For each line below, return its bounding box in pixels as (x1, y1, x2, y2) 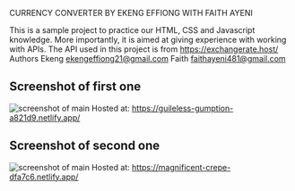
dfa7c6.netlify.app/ (9, 171, 79, 182)
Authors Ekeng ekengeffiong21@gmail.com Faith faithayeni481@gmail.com (9, 54, 286, 63)
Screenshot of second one (9, 138, 161, 154)
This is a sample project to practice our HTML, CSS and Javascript (9, 25, 256, 35)
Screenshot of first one (9, 79, 142, 95)
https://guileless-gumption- (131, 103, 234, 113)
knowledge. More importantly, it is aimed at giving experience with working (9, 35, 287, 45)
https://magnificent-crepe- (131, 162, 231, 172)
